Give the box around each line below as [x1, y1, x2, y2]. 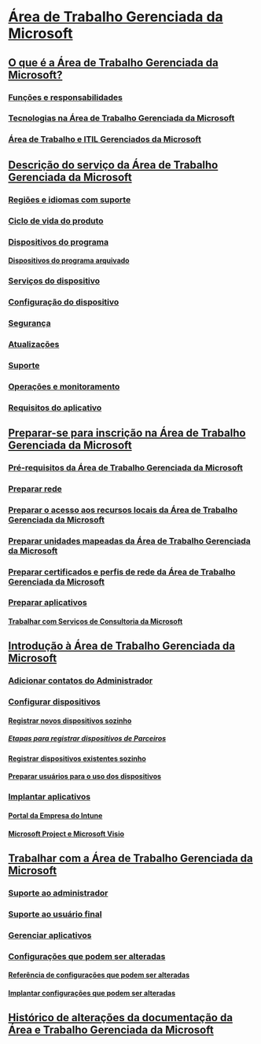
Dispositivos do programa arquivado [8, 256, 130, 265]
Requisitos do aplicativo [8, 402, 102, 413]
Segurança [8, 317, 51, 328]
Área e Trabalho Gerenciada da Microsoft [8, 1024, 214, 1037]
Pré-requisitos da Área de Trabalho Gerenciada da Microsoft [8, 462, 244, 473]
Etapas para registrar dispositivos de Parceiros [8, 734, 167, 743]
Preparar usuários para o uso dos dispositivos [8, 772, 162, 781]
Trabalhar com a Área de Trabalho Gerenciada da [8, 851, 253, 865]
